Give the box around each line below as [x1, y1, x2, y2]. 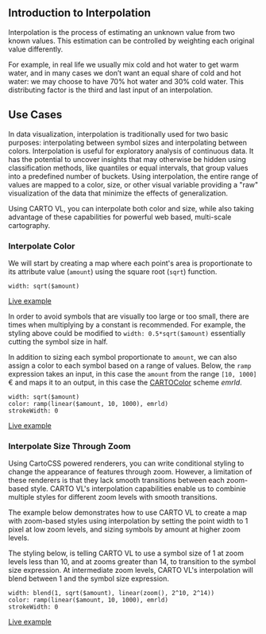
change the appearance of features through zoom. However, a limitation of [8, 467, 253, 477]
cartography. [8, 220, 50, 230]
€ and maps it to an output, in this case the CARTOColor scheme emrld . [8, 377, 242, 387]
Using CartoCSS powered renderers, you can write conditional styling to [8, 458, 245, 468]
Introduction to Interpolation [8, 6, 151, 20]
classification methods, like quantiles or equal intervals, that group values [8, 163, 249, 172]
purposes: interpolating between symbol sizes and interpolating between [8, 137, 248, 147]
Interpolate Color [8, 240, 75, 251]
